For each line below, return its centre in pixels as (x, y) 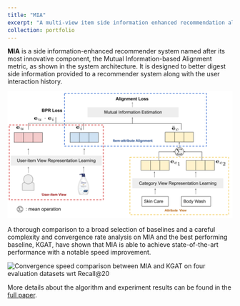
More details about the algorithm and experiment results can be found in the (120, 287)
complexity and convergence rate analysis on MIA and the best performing (117, 237)
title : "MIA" (27, 15)
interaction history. (35, 81)
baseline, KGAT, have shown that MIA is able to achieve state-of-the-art (113, 244)
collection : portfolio (41, 30)
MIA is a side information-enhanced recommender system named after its (116, 51)
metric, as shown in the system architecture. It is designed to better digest (117, 66)
